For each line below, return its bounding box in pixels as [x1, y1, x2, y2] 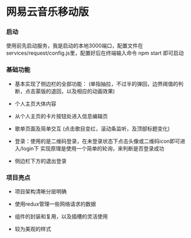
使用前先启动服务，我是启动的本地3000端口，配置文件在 [6, 42, 143, 49]
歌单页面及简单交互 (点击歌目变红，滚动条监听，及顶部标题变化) [14, 125, 170, 132]
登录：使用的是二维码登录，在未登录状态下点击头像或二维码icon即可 [14, 138, 180, 145]
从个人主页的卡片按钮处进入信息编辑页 [14, 112, 108, 119]
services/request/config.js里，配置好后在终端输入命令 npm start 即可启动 [6, 49, 184, 56]
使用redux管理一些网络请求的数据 [14, 200, 96, 207]
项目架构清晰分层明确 [14, 188, 67, 195]
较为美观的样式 [14, 226, 51, 233]
